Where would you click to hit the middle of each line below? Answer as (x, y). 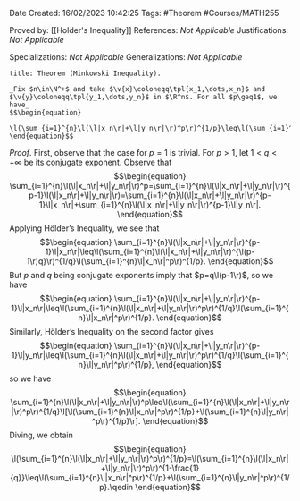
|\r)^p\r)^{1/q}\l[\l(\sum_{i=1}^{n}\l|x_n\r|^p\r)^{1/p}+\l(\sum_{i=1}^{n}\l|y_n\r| (150, 412)
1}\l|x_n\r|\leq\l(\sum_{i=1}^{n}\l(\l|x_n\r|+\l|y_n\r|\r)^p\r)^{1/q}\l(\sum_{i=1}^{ (150, 308)
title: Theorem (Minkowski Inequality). (86, 73)
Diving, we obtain (42, 435)
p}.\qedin (117, 487)
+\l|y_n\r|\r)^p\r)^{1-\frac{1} (150, 468)
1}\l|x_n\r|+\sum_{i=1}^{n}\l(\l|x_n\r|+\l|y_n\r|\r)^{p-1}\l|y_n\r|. (150, 204)
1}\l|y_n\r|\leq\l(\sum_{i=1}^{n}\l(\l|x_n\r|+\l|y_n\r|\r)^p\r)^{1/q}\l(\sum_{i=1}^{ (150, 355)
